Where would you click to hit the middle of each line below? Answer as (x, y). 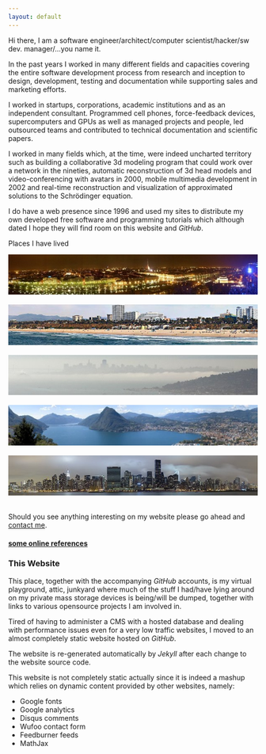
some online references (48, 543)
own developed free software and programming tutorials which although (126, 219)
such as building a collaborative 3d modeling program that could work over (131, 162)
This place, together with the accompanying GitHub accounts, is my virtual (130, 581)
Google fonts (41, 701)
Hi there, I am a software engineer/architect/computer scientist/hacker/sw (129, 40)
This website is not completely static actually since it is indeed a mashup (127, 677)
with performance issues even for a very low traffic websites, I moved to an (131, 630)
